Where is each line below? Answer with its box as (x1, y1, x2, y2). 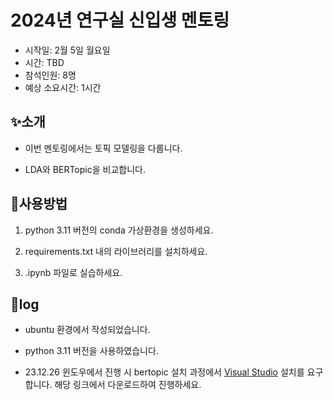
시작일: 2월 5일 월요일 (24, 44, 111, 56)
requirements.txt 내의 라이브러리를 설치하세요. (24, 245, 208, 257)
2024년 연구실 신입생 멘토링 (10, 9, 230, 32)
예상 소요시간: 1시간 (24, 81, 102, 93)
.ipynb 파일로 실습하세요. (24, 266, 123, 278)
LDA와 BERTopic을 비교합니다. (24, 163, 146, 175)
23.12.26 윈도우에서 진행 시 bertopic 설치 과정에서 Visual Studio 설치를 (24, 366, 305, 378)
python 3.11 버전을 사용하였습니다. (24, 345, 159, 357)
